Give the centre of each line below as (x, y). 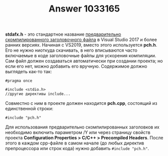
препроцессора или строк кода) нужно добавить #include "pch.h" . (77, 148)
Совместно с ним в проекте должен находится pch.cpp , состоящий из (81, 103)
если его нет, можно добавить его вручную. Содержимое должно (76, 66)
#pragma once (19, 81)
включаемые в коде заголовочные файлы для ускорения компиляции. (81, 56)
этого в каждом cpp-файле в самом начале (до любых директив (75, 143)
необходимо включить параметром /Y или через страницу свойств (78, 132)
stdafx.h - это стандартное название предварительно (63, 34)
